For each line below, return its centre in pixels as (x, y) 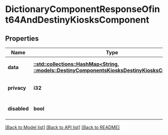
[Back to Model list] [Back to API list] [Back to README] (62, 127)
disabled (18, 109)
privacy (17, 88)
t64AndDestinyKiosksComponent (77, 20)
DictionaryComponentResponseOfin (82, 9)
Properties (22, 38)
